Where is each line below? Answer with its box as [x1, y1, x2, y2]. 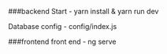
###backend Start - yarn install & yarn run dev [8, 7, 159, 16]
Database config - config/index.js [8, 22, 117, 31]
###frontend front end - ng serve [8, 37, 117, 46]
